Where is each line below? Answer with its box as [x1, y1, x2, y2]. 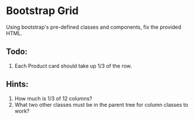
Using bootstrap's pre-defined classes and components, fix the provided [6, 23, 181, 30]
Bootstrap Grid [6, 4, 79, 18]
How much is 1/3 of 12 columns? [14, 95, 92, 102]
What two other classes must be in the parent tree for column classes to [14, 101, 189, 108]
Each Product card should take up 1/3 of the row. [14, 62, 133, 69]
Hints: [6, 79, 29, 89]
